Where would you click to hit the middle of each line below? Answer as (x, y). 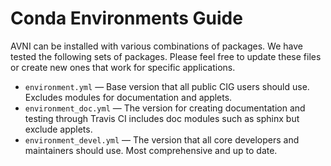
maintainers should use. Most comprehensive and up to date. (151, 150)
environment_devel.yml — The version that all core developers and (162, 139)
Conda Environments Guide (126, 18)
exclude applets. (58, 129)
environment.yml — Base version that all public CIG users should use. (167, 86)
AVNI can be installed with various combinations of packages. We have (156, 46)
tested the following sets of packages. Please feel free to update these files (166, 56)
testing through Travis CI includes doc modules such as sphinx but (162, 118)
